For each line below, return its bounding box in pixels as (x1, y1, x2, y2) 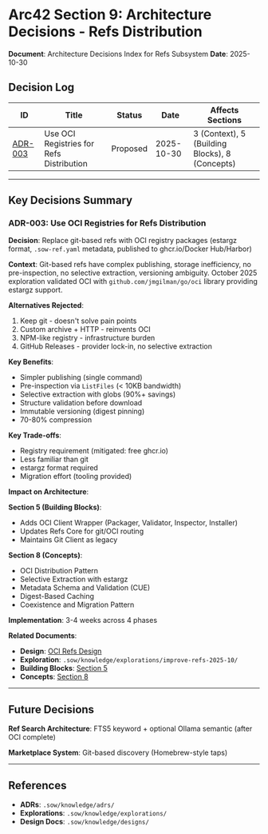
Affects (210, 104, 239, 115)
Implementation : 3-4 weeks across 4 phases (8, 616, 158, 625)
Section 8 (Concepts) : (8, 550, 83, 561)
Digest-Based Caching (19, 592, 94, 601)
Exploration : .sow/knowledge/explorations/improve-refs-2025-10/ (19, 655, 238, 664)
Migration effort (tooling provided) (19, 472, 132, 481)
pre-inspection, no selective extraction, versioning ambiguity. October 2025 (8, 268, 258, 277)
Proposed (111, 142, 148, 154)
